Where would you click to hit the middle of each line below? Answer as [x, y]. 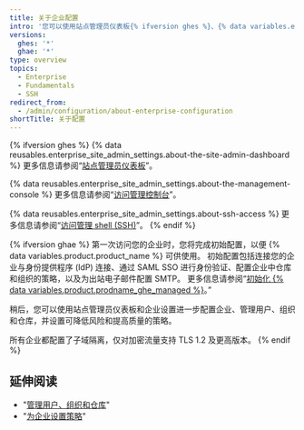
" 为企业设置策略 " [54, 415]
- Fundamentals [46, 85]
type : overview [38, 60]
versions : [28, 35]
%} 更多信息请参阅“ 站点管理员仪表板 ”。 [83, 165]
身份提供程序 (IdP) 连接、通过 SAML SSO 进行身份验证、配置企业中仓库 [158, 267]
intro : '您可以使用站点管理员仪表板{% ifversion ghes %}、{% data [128, 26]
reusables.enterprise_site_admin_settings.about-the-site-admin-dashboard [150, 155]
